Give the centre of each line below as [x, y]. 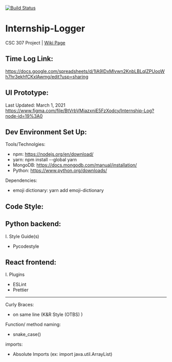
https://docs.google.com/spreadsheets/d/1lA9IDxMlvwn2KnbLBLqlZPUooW [85, 71]
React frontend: [31, 262]
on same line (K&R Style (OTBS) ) [48, 314]
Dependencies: [21, 180]
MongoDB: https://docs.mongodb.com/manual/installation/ [75, 165]
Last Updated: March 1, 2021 [35, 105]
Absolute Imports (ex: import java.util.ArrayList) [62, 354]
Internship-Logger [45, 29]
